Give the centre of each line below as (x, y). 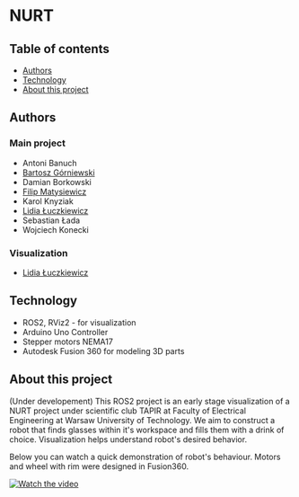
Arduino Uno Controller (65, 332)
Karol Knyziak (48, 201)
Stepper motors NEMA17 (68, 342)
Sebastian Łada (51, 220)
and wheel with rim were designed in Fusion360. (99, 466)
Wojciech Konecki (56, 229)
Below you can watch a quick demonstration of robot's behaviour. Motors (145, 457)
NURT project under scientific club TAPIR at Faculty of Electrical (128, 411)
